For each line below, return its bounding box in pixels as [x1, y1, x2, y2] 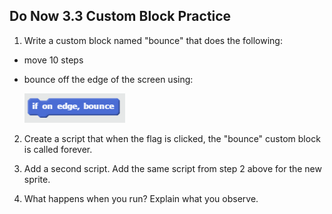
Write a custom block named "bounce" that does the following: [23, 34, 283, 46]
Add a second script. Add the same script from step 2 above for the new [23, 162, 322, 174]
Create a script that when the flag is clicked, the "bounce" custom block [23, 132, 321, 144]
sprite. [23, 173, 51, 185]
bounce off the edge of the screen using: [23, 73, 194, 85]
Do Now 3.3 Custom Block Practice [9, 8, 232, 25]
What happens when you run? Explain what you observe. [23, 192, 259, 204]
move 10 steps [23, 54, 84, 66]
